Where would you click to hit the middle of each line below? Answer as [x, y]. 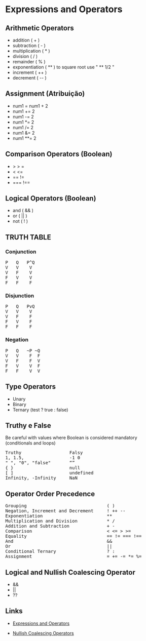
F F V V [23, 371]
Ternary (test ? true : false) [40, 410]
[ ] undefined [49, 473]
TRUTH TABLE [28, 237]
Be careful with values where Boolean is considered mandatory [71, 438]
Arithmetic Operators [40, 28]
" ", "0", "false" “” [40, 463]
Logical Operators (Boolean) [51, 198]
